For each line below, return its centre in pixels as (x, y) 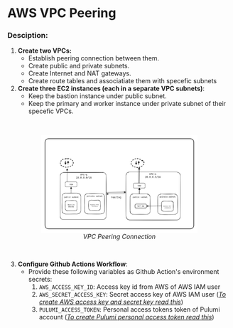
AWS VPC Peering (62, 13)
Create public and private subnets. (79, 66)
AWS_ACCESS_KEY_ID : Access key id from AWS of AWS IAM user (130, 287)
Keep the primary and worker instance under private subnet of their (127, 104)
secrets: (40, 279)
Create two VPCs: (45, 51)
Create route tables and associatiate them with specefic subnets (123, 81)
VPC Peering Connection (119, 236)
